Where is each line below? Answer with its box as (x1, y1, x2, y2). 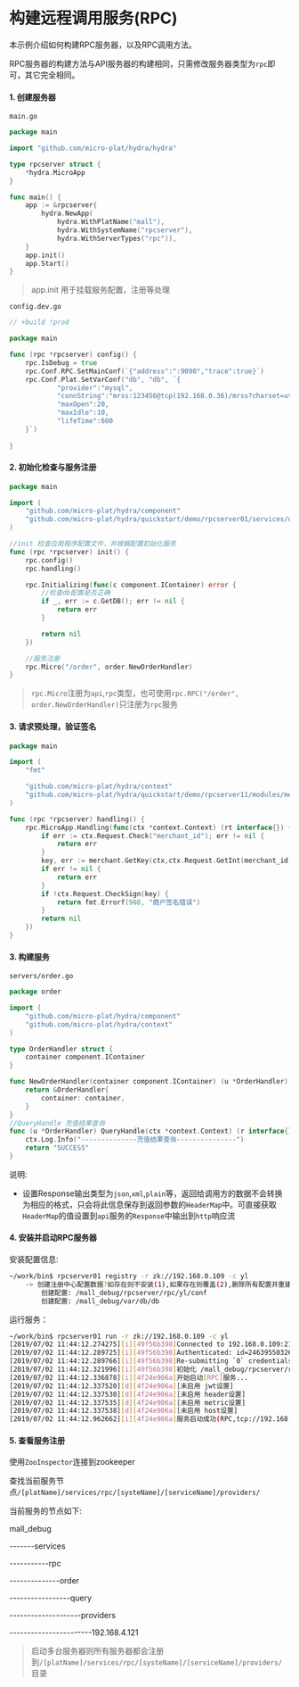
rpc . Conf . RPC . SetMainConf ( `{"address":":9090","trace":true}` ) (25, 367, 265, 376)
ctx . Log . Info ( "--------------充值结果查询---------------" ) (25, 1135, 245, 1144)
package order (9, 987, 62, 996)
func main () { (9, 193, 62, 202)
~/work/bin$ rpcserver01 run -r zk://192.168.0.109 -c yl (9, 1332, 229, 1341)
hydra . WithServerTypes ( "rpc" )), (56, 234, 177, 243)
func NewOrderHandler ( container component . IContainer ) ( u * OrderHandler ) (9, 1077, 289, 1086)
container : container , (41, 1093, 125, 1102)
